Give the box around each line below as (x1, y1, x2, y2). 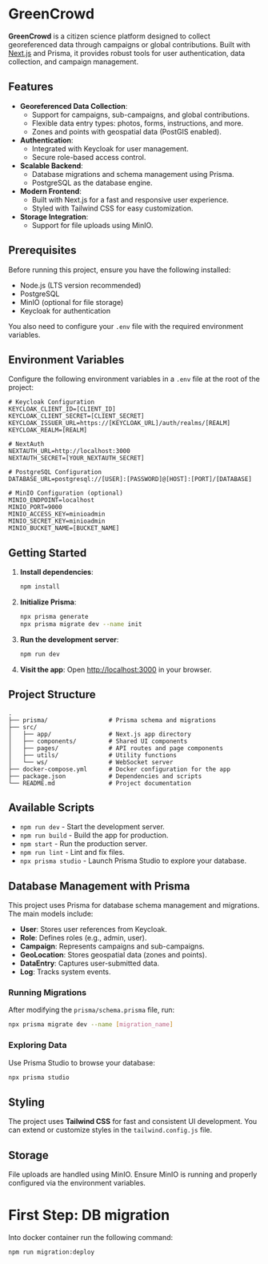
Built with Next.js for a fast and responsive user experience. (31, 195, 230, 204)
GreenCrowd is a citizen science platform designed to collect (8, 31, 210, 41)
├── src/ (8, 723, 38, 731)
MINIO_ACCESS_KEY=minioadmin (8, 510, 106, 519)
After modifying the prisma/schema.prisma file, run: (8, 1005, 175, 1015)
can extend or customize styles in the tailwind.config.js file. (8, 1126, 213, 1135)
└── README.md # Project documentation (8, 779, 192, 787)
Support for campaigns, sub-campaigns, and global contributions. (31, 110, 250, 119)
